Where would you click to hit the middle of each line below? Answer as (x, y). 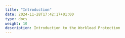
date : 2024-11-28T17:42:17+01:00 (40, 14)
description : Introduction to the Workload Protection (63, 28)
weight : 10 (16, 23)
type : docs (16, 19)
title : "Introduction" (28, 10)
